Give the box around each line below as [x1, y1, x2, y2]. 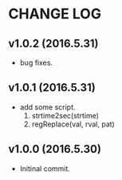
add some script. [19, 102, 76, 112]
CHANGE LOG [8, 5, 102, 23]
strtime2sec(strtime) [31, 110, 100, 120]
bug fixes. [19, 58, 53, 67]
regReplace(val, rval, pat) [31, 119, 116, 129]
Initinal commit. [19, 163, 70, 173]
